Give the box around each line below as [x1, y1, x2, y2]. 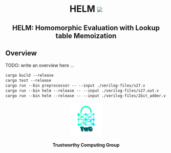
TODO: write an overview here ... [5, 62, 74, 69]
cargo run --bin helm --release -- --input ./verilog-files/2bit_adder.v [5, 93, 166, 99]
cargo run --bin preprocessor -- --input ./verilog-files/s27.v [5, 83, 145, 89]
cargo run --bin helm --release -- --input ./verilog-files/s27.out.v [5, 88, 159, 94]
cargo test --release [5, 78, 52, 83]
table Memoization [55, 31, 117, 40]
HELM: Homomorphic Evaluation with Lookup [12, 24, 160, 32]
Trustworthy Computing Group [52, 142, 120, 148]
